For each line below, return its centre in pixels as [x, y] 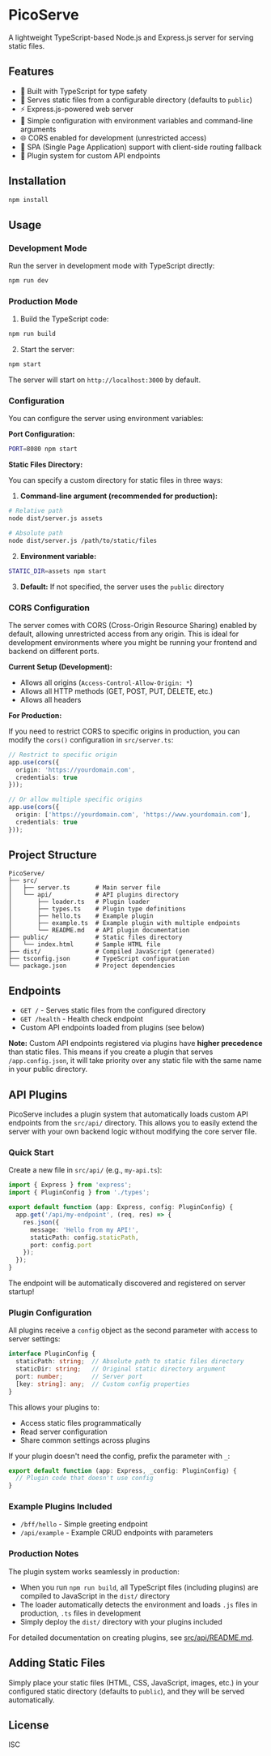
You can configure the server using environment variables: [106, 419]
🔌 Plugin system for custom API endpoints [90, 155]
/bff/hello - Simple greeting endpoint [84, 1524]
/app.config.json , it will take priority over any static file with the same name [135, 1061]
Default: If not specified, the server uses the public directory [122, 587]
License [29, 1725]
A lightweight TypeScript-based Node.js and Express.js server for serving [131, 37]
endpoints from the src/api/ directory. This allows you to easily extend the [133, 1123]
